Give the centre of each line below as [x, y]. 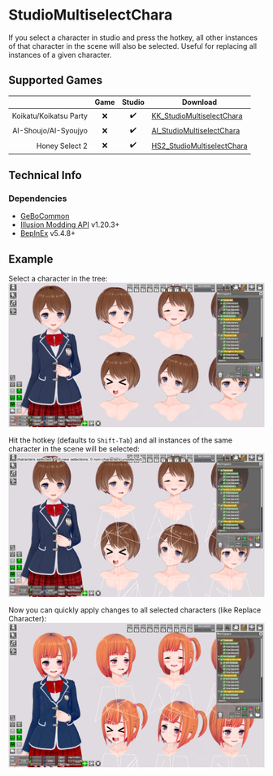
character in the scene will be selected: [74, 448]
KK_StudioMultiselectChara [197, 116]
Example [31, 259]
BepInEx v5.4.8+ [48, 233]
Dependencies [38, 198]
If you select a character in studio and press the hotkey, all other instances [133, 37]
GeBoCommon [45, 216]
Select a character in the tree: [58, 279]
